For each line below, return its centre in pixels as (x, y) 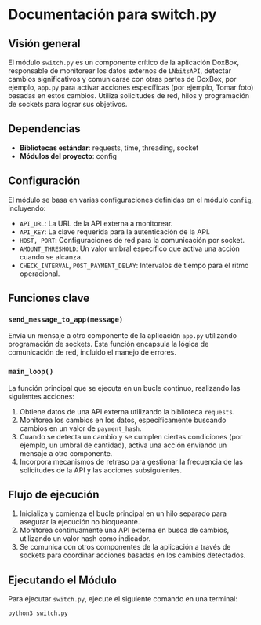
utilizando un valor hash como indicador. (85, 539)
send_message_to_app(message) (66, 319)
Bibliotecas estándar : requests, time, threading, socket (109, 148)
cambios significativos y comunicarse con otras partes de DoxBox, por (122, 79)
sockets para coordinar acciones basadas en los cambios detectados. (132, 555)
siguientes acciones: (41, 396)
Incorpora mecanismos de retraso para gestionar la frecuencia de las (131, 461)
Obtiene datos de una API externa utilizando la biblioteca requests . (127, 411)
